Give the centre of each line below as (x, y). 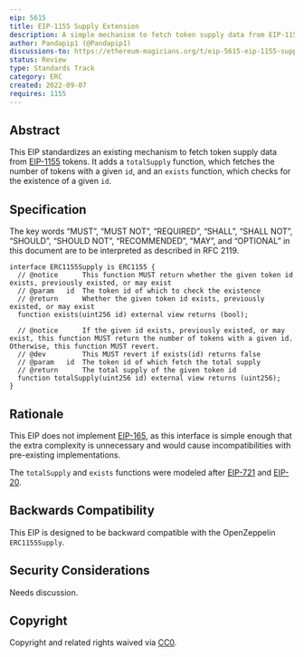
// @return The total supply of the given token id (127, 371)
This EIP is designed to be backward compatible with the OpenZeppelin (142, 532)
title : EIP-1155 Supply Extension (75, 26)
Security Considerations (80, 570)
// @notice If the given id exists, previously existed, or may (151, 331)
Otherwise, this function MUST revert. (85, 347)
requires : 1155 (38, 93)
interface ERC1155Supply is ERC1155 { (82, 267)
